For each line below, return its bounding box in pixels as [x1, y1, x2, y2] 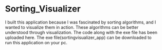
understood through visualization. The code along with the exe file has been [5, 29, 158, 35]
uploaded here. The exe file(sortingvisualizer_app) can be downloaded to [5, 35, 152, 40]
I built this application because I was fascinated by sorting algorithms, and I [5, 19, 156, 25]
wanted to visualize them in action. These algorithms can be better [5, 24, 139, 30]
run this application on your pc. [5, 39, 68, 45]
